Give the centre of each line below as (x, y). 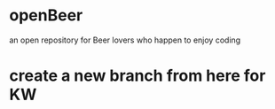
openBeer (46, 16)
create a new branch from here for (137, 76)
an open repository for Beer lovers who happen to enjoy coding (125, 40)
